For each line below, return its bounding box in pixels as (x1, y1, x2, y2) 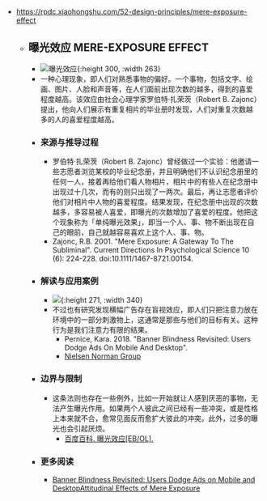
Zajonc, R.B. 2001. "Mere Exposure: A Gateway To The (52, 236, 235, 246)
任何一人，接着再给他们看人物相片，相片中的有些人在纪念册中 (52, 177, 259, 187)
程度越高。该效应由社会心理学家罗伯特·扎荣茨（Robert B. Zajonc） (40, 94, 258, 104)
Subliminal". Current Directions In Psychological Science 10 (52, 245, 250, 255)
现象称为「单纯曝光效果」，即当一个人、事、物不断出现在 (59, 218, 248, 227)
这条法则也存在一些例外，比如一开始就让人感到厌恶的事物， (52, 393, 252, 403)
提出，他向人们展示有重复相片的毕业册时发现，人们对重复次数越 (40, 104, 253, 114)
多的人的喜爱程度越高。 (40, 114, 119, 124)
